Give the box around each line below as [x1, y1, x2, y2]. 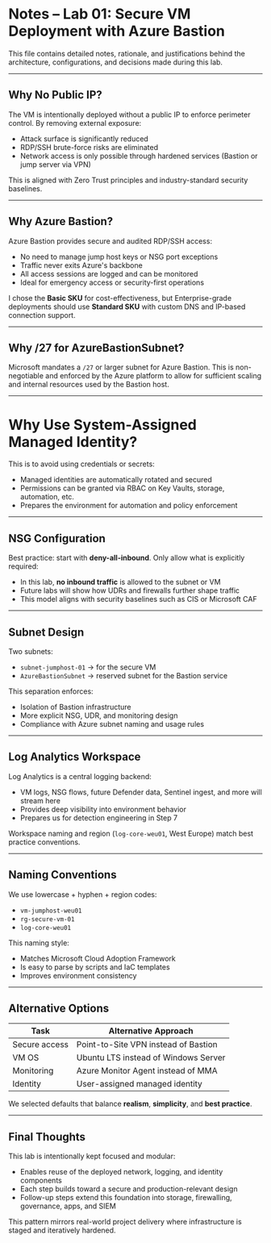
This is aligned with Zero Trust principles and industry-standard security [8, 175, 248, 185]
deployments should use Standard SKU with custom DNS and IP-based [8, 302, 246, 311]
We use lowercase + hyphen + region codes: [8, 889, 157, 899]
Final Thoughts [8, 1130, 86, 1144]
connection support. [8, 310, 76, 319]
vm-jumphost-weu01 [19, 907, 82, 915]
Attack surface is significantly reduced [19, 134, 149, 144]
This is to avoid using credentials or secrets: [8, 459, 155, 469]
